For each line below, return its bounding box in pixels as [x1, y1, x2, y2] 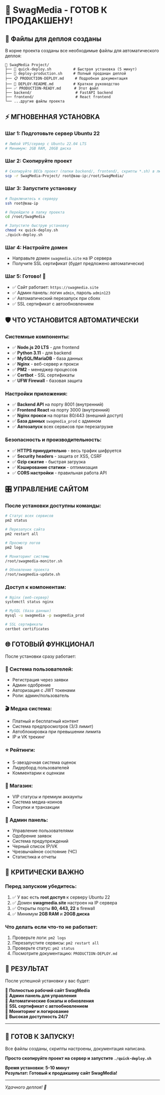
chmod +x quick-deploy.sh [5, 228, 58, 233]
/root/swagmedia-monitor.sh [5, 559, 63, 564]
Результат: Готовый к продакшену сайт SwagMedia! [5, 1070, 118, 1076]
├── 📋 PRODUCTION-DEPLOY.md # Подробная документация [5, 76, 128, 81]
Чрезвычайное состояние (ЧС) [12, 849, 78, 855]
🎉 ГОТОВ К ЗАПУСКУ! [5, 1032, 75, 1041]
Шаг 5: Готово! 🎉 [5, 273, 46, 280]
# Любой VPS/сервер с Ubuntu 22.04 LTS [5, 141, 87, 146]
